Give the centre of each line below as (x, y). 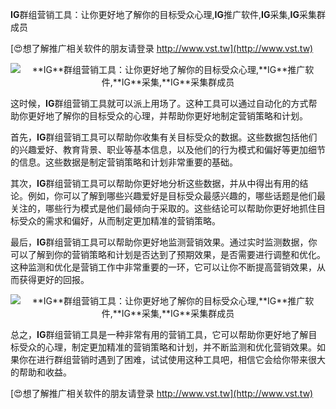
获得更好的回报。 (54, 279)
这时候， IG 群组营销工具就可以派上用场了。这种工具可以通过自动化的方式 (159, 103)
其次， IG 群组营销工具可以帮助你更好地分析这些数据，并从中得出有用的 (155, 183)
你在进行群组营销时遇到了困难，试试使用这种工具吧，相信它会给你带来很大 (172, 359)
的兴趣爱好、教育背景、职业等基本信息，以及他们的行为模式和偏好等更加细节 (168, 149)
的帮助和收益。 (41, 372)
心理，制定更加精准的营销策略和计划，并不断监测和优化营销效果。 (180, 347)
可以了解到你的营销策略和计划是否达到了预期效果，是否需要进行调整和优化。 (168, 254)
